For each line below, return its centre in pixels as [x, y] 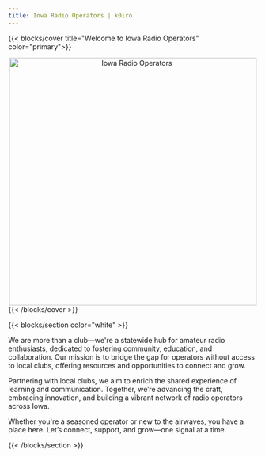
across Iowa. [29, 406]
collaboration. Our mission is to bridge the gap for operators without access [132, 356]
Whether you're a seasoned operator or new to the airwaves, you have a [126, 421]
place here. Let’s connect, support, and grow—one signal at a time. [117, 429]
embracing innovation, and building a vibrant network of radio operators [125, 398]
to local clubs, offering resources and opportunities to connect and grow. [127, 365]
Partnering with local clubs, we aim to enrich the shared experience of [123, 380]
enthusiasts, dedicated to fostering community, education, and [110, 348]
